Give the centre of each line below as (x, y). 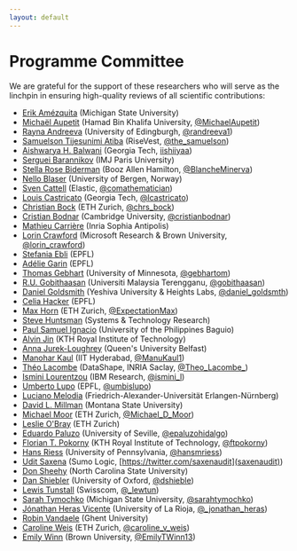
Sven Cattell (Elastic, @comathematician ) (97, 188)
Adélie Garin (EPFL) (58, 264)
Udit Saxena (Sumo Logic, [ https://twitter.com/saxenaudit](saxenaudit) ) (152, 461)
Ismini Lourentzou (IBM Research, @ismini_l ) (103, 376)
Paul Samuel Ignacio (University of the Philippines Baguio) (128, 329)
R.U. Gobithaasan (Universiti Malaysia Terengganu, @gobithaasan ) (144, 282)
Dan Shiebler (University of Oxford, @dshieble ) (108, 480)
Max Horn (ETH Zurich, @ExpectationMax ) (100, 311)
